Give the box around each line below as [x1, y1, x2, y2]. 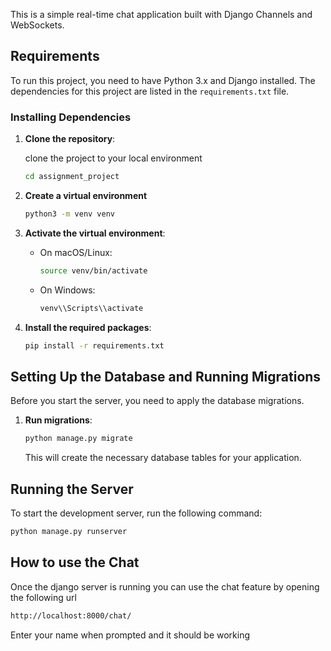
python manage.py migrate [24, 434, 133, 444]
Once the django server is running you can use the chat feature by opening [10, 580, 320, 593]
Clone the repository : [24, 133, 116, 145]
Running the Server [10, 480, 134, 498]
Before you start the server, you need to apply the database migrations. [10, 395, 305, 407]
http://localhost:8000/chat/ [10, 610, 132, 621]
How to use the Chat [10, 554, 140, 571]
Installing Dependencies [10, 110, 132, 124]
